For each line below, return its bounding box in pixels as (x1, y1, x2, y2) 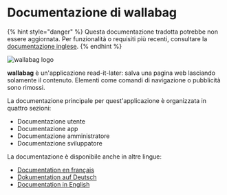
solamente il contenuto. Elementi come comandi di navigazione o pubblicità (7, 76, 221, 84)
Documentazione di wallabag (7, 5, 177, 21)
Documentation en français (17, 165, 95, 174)
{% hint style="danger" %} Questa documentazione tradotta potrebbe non (7, 27, 219, 36)
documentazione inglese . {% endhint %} (7, 42, 122, 50)
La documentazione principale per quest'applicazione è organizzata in (7, 96, 207, 104)
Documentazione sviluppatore (17, 139, 103, 147)
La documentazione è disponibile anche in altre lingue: (7, 152, 162, 161)
